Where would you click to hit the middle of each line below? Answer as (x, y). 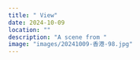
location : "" (29, 30)
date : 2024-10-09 (37, 23)
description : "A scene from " (58, 37)
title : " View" (33, 15)
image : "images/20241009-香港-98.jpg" (70, 44)
